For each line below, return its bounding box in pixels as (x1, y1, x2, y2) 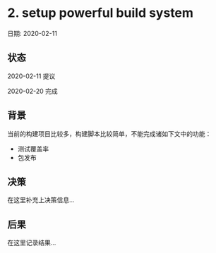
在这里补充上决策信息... (7, 196, 76, 204)
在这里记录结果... (7, 238, 56, 247)
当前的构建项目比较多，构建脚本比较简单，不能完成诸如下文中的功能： (7, 129, 212, 138)
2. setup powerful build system (7, 5, 194, 21)
